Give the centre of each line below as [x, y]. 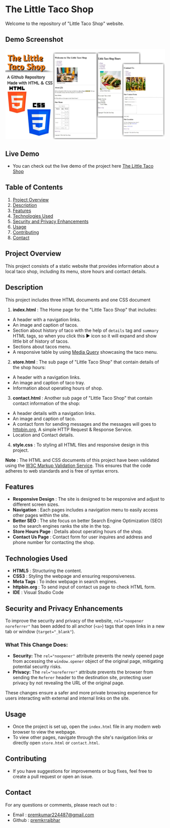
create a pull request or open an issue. [53, 777]
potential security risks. [37, 667]
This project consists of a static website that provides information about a [82, 266]
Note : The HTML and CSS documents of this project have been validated [82, 460]
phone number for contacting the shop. [54, 542]
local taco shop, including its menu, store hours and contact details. [76, 271]
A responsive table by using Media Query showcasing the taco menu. [85, 352]
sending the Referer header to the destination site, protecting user [82, 678]
